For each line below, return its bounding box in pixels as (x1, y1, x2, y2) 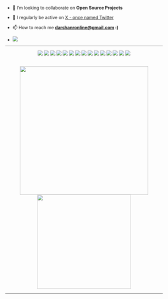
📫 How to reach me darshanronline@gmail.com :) (12, 25, 118, 30)
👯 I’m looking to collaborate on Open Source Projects (12, 5, 123, 11)
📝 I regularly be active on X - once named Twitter (12, 15, 114, 20)
